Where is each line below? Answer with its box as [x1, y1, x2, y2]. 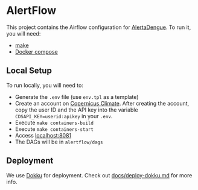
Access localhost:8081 [14, 131, 72, 139]
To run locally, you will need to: [6, 81, 83, 89]
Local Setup [6, 66, 53, 76]
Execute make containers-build [14, 119, 94, 126]
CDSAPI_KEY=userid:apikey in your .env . [14, 112, 113, 119]
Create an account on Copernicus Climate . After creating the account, [14, 100, 190, 107]
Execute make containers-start [14, 125, 94, 133]
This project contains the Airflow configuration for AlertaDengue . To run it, [6, 24, 191, 31]
